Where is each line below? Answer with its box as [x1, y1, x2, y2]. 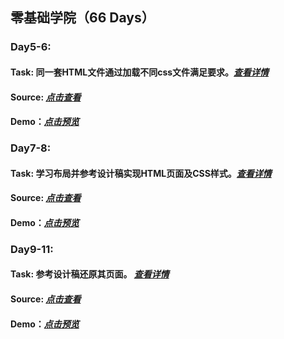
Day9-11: [10, 242, 54, 256]
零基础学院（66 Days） [10, 9, 155, 27]
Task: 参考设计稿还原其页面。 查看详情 [10, 268, 170, 280]
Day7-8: [10, 141, 52, 155]
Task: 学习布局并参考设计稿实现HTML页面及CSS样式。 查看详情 [10, 167, 272, 179]
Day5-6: [10, 40, 52, 54]
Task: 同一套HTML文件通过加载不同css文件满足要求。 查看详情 [10, 66, 270, 78]
